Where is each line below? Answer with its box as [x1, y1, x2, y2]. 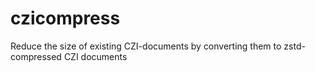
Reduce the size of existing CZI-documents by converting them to [10, 40, 282, 52]
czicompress [10, 7, 121, 30]
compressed [10, 50, 62, 62]
